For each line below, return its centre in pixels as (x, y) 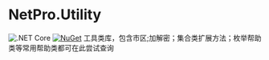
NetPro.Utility (55, 15)
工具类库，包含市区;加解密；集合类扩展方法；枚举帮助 (172, 38)
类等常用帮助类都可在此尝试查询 (61, 48)
